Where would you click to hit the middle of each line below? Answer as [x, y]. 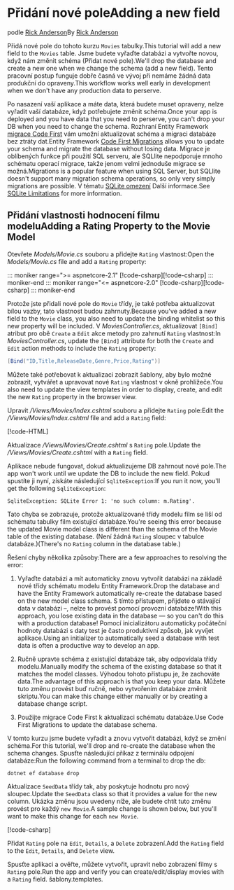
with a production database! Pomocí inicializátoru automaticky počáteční [122, 623]
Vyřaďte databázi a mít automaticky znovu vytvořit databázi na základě [120, 578]
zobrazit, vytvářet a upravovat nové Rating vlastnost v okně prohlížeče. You [115, 382]
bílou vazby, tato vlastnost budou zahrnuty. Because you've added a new [112, 311]
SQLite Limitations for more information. [65, 193]
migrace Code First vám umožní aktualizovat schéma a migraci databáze [112, 134]
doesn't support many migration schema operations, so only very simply [111, 178]
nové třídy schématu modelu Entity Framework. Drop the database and [118, 585]
